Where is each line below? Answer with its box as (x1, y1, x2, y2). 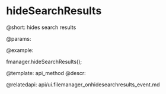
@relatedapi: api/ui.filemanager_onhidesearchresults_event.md (6, 81, 160, 88)
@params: (6, 35, 31, 42)
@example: (6, 46, 34, 54)
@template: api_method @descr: (6, 69, 86, 76)
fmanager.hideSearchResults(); (6, 58, 82, 65)
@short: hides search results (6, 24, 76, 31)
